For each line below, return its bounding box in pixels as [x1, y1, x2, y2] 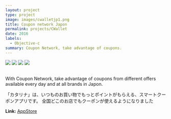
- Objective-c [10, 41, 40, 46]
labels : [5, 36, 22, 41]
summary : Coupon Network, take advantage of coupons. [5, 45, 123, 51]
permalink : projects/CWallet [5, 27, 67, 32]
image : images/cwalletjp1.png [5, 17, 70, 22]
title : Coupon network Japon [5, 21, 67, 27]
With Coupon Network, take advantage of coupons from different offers [5, 75, 156, 82]
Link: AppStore [5, 108, 37, 114]
